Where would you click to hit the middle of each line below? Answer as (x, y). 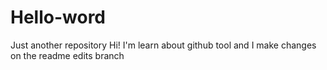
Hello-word (58, 17)
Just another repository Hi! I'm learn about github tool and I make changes (163, 45)
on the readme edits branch (67, 55)
